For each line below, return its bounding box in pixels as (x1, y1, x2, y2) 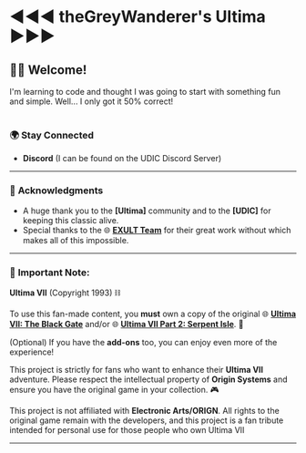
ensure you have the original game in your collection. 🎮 (9, 384, 219, 395)
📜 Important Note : (9, 266, 90, 279)
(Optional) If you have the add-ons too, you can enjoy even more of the (9, 336, 278, 347)
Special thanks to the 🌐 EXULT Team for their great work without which (22, 224, 291, 235)
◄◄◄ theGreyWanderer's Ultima (9, 6, 266, 27)
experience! (9, 346, 55, 357)
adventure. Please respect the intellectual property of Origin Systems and (9, 374, 289, 385)
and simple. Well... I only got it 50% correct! (9, 96, 174, 107)
